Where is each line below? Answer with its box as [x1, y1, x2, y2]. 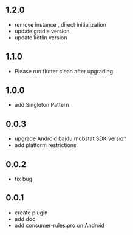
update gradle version [14, 27, 70, 35]
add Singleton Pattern [14, 101, 69, 109]
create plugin [14, 209, 48, 216]
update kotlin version [14, 33, 67, 41]
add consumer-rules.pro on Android [14, 222, 104, 229]
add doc [14, 215, 36, 222]
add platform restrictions [14, 141, 77, 149]
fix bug [14, 175, 33, 183]
